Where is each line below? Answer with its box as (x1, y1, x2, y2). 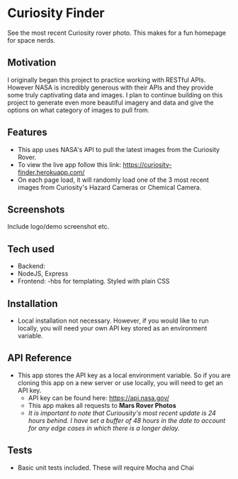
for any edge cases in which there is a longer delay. (28, 424, 180, 432)
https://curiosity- (123, 160, 172, 168)
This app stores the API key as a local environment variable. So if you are (17, 371, 231, 380)
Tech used (7, 243, 55, 255)
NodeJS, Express (17, 269, 69, 278)
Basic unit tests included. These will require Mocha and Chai (17, 463, 194, 472)
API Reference (7, 352, 72, 364)
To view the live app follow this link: (17, 160, 122, 168)
